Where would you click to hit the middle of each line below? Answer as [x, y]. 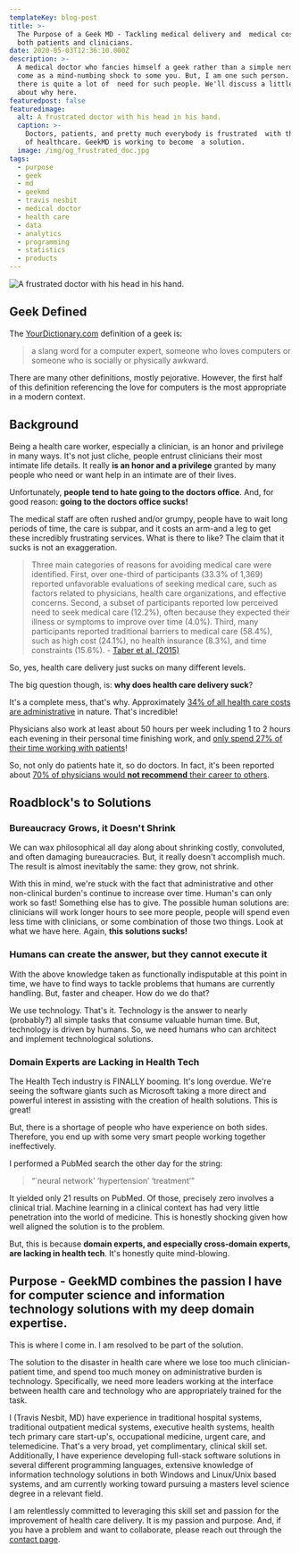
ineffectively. [33, 1146]
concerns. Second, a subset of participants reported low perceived [154, 602]
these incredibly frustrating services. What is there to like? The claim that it [147, 538]
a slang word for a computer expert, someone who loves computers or [161, 350]
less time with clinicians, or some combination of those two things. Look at [146, 922]
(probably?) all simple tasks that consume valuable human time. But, [135, 1020]
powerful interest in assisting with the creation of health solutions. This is [144, 1100]
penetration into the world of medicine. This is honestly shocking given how [149, 1217]
